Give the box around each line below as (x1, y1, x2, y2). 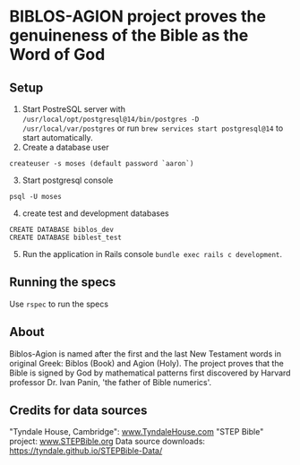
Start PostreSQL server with (21, 104, 125, 114)
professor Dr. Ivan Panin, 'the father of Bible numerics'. (9, 376, 212, 387)
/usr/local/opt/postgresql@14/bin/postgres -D (21, 115, 200, 124)
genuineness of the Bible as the (9, 25, 249, 46)
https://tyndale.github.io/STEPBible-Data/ (9, 445, 163, 456)
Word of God (9, 45, 106, 65)
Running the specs (9, 275, 116, 290)
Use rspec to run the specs (9, 298, 109, 309)
